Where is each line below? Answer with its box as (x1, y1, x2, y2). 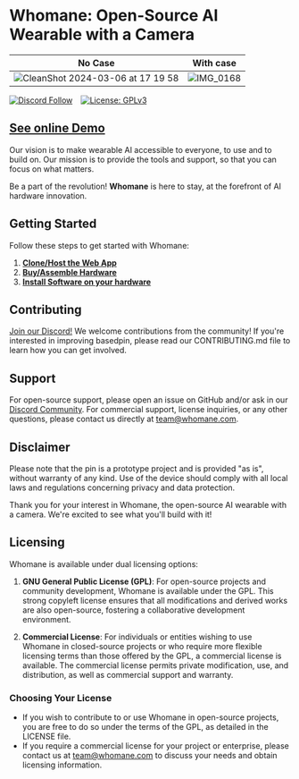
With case (192, 56, 237, 69)
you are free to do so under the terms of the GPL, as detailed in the (21, 722, 270, 732)
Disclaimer (9, 439, 71, 454)
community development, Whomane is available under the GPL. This (21, 585, 274, 596)
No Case (77, 56, 115, 69)
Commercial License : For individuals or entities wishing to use (21, 631, 253, 642)
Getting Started (9, 216, 97, 232)
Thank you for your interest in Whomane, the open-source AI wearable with (9, 500, 287, 510)
